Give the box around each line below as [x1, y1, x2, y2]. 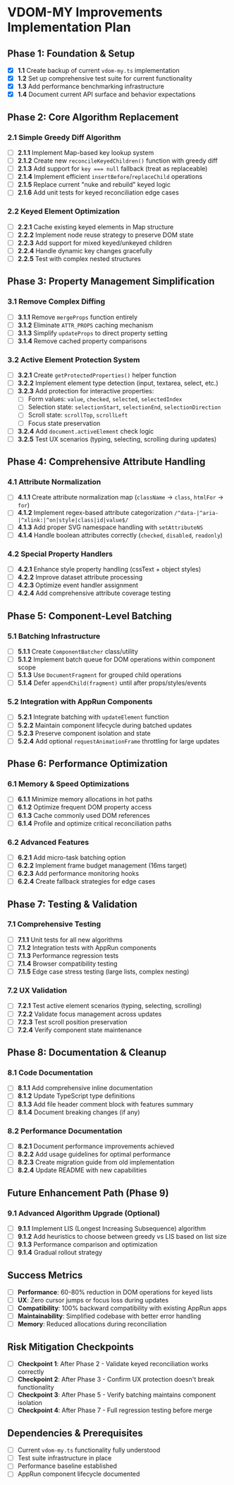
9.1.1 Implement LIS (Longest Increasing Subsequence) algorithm [17, 1224, 207, 1232]
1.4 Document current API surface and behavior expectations [17, 90, 196, 99]
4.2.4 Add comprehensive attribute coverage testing [17, 589, 171, 598]
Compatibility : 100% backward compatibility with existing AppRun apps [17, 1304, 227, 1312]
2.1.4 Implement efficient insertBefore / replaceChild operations [17, 173, 203, 181]
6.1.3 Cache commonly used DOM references [17, 811, 150, 819]
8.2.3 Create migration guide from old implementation [17, 1158, 175, 1167]
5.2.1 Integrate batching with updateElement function [17, 712, 169, 722]
